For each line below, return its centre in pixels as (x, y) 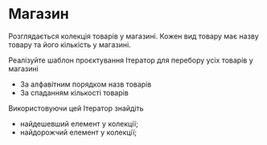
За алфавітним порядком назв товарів (86, 84)
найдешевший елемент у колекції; (79, 123)
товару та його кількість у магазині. (70, 44)
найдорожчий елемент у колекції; (78, 132)
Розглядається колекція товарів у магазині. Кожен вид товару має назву (133, 36)
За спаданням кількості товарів (74, 92)
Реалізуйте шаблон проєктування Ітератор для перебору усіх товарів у (131, 60)
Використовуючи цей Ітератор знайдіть (76, 108)
